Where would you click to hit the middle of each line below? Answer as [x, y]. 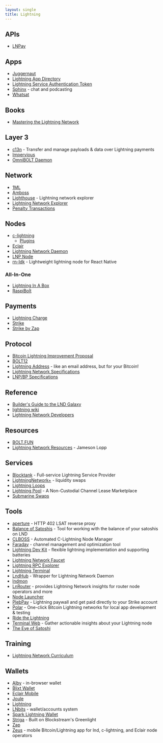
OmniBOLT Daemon [32, 160]
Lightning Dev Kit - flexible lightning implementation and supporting [81, 549]
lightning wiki [26, 410]
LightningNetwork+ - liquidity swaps [49, 480]
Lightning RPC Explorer [36, 565]
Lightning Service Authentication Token [52, 84]
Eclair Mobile [25, 694]
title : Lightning [23, 14]
